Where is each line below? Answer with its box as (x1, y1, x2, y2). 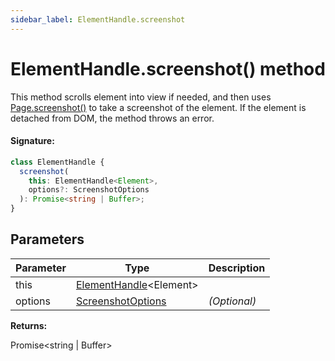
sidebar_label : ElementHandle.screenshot (10, 14, 186, 25)
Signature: (10, 135, 55, 147)
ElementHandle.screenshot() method (10, 57, 326, 80)
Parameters (10, 231, 85, 248)
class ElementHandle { (10, 157, 105, 167)
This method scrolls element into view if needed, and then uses (10, 91, 272, 103)
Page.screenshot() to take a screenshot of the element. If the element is (10, 101, 307, 113)
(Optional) (208, 294, 257, 308)
